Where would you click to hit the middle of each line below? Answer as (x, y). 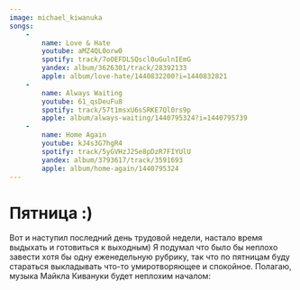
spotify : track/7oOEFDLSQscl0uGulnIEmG (117, 59)
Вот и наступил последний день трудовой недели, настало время (136, 238)
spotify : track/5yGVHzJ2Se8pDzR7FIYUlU (117, 151)
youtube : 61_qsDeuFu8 (82, 101)
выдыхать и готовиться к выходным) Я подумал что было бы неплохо (144, 248)
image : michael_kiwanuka (56, 18)
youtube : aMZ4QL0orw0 (82, 51)
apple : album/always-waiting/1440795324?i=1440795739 (145, 118)
